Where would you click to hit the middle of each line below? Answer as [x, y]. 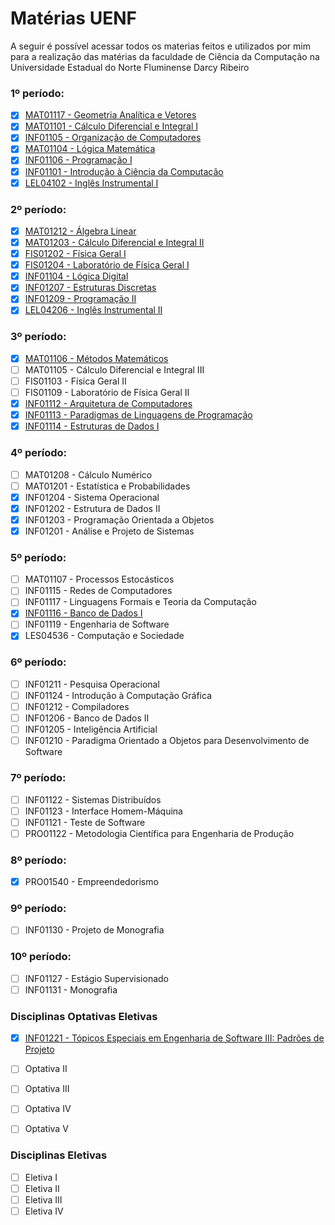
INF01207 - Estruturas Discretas [90, 288]
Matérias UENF [73, 18]
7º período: [38, 778]
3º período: [38, 337]
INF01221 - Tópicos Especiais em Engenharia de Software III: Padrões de [174, 1038]
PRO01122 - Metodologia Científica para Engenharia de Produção [159, 833]
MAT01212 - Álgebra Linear [80, 231]
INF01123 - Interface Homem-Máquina [103, 811]
